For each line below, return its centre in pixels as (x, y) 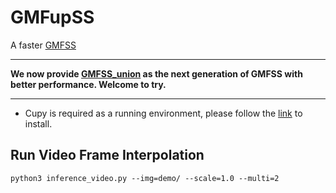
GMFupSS (52, 17)
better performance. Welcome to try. (88, 84)
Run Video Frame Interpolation (107, 155)
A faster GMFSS (43, 45)
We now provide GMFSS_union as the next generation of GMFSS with (156, 73)
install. (38, 123)
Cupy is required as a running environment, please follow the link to (163, 113)
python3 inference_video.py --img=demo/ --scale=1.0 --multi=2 (145, 178)
